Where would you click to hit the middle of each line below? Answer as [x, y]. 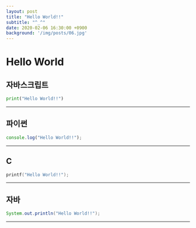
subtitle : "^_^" [26, 22]
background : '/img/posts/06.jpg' [47, 33]
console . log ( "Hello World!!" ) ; [44, 138]
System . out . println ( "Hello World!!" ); [53, 213]
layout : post [22, 11]
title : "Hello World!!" [35, 17]
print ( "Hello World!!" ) [35, 99]
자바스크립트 [27, 85]
